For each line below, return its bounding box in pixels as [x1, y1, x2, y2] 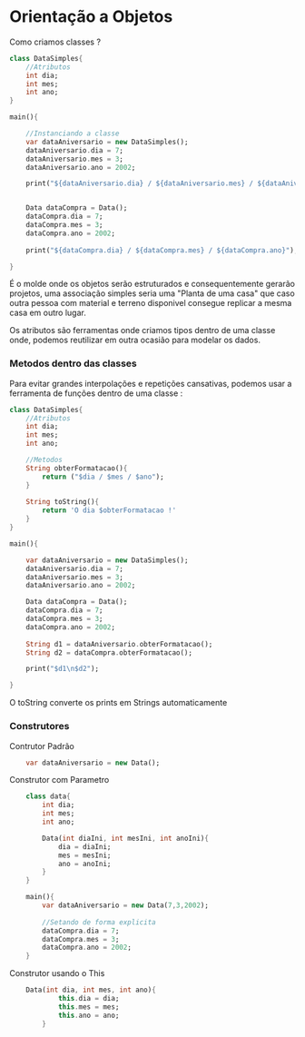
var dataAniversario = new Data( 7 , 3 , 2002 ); [42, 901, 209, 910]
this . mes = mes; [57, 1002, 120, 1012]
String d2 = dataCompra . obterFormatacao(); [25, 647, 193, 657]
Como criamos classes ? [9, 36, 102, 47]
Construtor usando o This [9, 968, 105, 979]
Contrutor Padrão [9, 740, 74, 751]
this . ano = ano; [57, 1011, 120, 1020]
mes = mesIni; [57, 851, 112, 860]
